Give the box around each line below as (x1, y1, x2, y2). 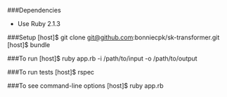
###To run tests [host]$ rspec (7, 68, 95, 76)
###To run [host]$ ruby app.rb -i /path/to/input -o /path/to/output (7, 54, 198, 63)
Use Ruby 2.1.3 (17, 20, 61, 27)
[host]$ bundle (7, 41, 51, 48)
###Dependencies (7, 6, 61, 14)
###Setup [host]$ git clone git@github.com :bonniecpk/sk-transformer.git (7, 33, 220, 41)
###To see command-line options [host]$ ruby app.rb (7, 82, 164, 90)
